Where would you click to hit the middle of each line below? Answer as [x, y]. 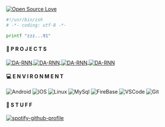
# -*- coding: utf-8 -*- [36, 25]
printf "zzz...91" [28, 36]
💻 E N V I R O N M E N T [35, 77]
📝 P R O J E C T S [26, 49]
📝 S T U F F [19, 105]
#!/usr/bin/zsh [25, 20]
